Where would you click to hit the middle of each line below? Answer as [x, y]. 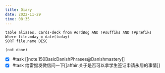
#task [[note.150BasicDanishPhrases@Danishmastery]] [69, 59]
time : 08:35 [17, 19]
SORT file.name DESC [27, 41]
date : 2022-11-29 [23, 14]
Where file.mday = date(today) [37, 37]
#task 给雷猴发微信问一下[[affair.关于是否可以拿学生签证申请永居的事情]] [86, 66]
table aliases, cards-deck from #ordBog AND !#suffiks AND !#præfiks [79, 33]
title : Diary [19, 10]
